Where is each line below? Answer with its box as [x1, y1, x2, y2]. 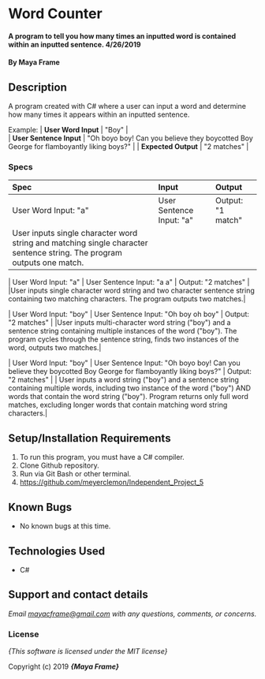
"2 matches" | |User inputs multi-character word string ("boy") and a [8, 318, 231, 327]
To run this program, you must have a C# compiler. [19, 453, 185, 462]
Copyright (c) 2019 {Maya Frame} [8, 662, 120, 671]
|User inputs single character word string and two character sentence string [8, 285, 255, 296]
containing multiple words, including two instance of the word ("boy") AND [8, 383, 251, 393]
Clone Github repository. [19, 461, 100, 470]
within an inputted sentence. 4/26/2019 [8, 39, 141, 49]
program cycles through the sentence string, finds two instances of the [8, 334, 239, 344]
